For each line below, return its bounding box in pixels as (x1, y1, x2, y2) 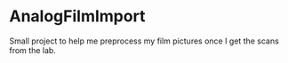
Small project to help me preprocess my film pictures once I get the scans (9, 35, 280, 46)
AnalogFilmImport (9, 6, 146, 27)
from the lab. (9, 44, 56, 55)
